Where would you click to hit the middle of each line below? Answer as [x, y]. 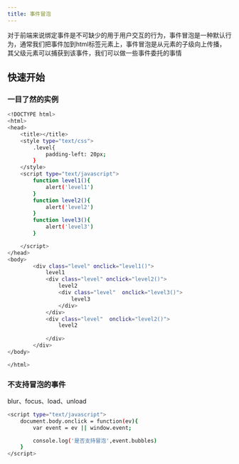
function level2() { [62, 200]
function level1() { [62, 181]
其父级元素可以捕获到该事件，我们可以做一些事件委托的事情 [95, 53]
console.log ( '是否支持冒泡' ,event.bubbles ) [95, 441]
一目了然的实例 [33, 99]
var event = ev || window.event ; [83, 428]
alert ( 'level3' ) [69, 227]
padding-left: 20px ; [76, 154]
